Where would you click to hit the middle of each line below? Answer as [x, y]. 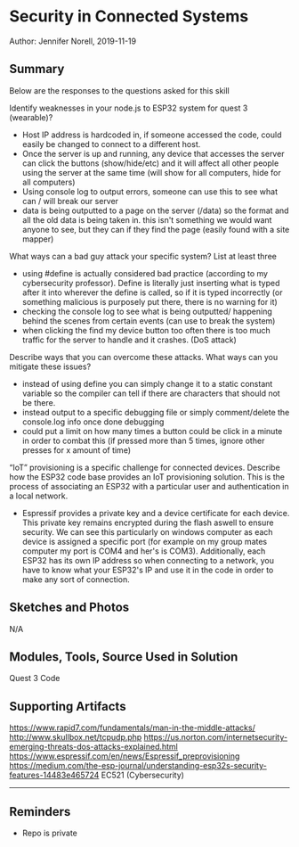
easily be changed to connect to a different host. [111, 144]
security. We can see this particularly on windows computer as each [147, 531]
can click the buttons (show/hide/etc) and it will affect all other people [150, 163]
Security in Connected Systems [129, 16]
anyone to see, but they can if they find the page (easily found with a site [156, 229]
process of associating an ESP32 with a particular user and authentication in [149, 486]
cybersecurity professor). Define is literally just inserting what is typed [151, 283]
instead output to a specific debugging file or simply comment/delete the [156, 412]
